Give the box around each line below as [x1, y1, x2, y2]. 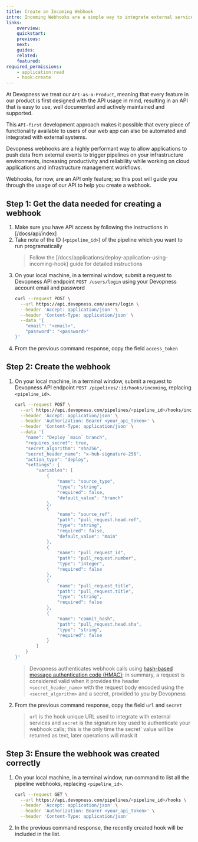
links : [6, 19, 22, 25]
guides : [16, 47, 35, 53]
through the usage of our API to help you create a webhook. [6, 181, 151, 189]
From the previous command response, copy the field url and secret [14, 701, 183, 708]
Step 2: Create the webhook [6, 362, 111, 372]
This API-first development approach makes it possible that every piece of [6, 121, 190, 128]
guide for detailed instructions [70, 260, 143, 267]
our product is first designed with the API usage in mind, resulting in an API [6, 97, 189, 104]
